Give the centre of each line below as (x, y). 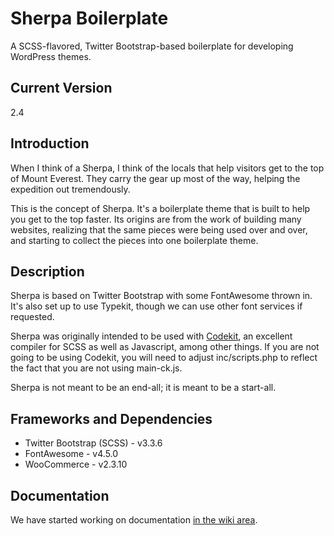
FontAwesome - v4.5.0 (71, 454)
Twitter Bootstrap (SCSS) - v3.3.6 (93, 443)
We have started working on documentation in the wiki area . (134, 520)
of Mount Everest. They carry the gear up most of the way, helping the (155, 178)
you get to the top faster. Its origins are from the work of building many (156, 219)
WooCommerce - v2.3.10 (76, 464)
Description (47, 271)
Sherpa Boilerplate (89, 18)
